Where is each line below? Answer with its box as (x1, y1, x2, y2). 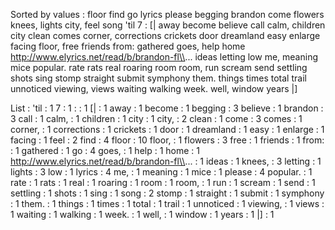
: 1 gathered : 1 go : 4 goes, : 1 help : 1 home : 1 (10, 145, 201, 156)
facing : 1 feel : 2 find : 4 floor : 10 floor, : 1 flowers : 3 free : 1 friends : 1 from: (10, 134, 325, 146)
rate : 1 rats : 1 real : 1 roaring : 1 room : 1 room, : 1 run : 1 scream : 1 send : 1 (10, 177, 316, 188)
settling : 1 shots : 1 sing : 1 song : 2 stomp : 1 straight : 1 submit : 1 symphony (10, 187, 325, 199)
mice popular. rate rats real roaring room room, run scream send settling (10, 62, 308, 73)
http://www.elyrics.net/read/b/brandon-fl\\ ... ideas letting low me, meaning (10, 51, 318, 63)
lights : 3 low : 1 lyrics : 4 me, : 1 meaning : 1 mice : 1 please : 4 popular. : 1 (10, 166, 313, 178)
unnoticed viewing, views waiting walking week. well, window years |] (10, 83, 298, 94)
